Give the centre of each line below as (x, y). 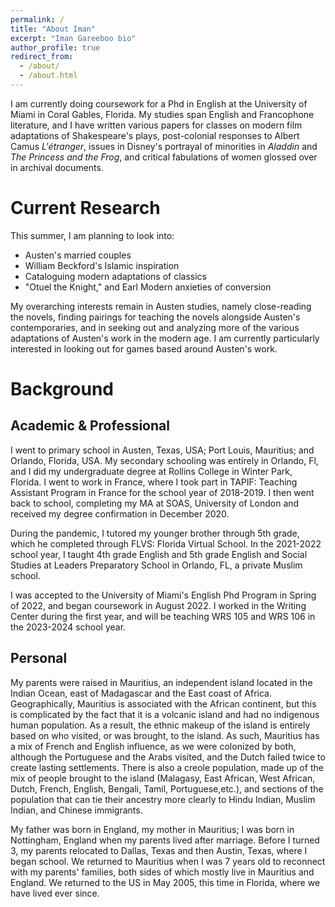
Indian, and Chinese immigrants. (76, 810)
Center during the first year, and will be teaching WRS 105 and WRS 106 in (163, 616)
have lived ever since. (55, 893)
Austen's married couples (78, 255)
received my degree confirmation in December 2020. (120, 513)
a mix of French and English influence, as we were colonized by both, (153, 746)
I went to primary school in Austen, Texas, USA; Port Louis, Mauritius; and (162, 450)
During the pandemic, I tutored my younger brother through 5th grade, (155, 533)
